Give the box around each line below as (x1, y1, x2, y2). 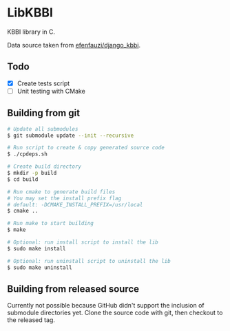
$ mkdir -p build (7, 170, 57, 177)
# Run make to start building (7, 220, 94, 227)
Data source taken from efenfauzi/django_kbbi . (7, 41, 141, 49)
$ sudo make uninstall (7, 264, 72, 271)
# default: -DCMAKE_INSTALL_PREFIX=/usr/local (7, 201, 143, 208)
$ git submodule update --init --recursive (7, 132, 134, 139)
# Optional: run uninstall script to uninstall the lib (7, 257, 171, 264)
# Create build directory (7, 163, 81, 170)
